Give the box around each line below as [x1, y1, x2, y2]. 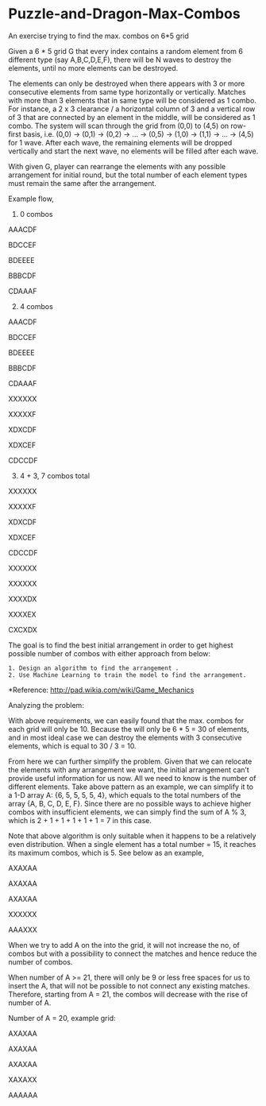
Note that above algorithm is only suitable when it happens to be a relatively [8, 831, 256, 841]
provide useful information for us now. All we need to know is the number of [8, 773, 256, 783]
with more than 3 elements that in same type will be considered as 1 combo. [8, 95, 256, 105]
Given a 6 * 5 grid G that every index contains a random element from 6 [8, 46, 244, 56]
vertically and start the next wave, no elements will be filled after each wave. [8, 146, 259, 156]
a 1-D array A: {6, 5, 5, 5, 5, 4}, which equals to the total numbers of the [8, 790, 241, 799]
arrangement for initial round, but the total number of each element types [8, 170, 248, 180]
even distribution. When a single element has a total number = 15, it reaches [8, 839, 256, 849]
